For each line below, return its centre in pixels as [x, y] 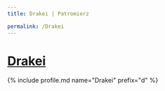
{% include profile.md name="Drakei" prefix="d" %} [83, 80]
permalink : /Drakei [36, 26]
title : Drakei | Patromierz [48, 14]
